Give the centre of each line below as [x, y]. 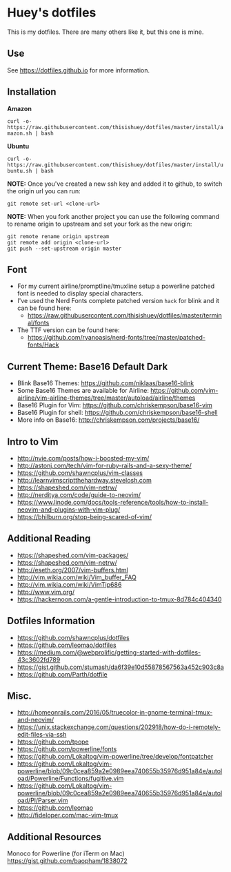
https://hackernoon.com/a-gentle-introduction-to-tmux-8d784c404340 [119, 599]
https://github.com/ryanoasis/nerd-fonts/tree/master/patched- [116, 338]
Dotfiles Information [51, 621]
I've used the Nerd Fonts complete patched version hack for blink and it [118, 301]
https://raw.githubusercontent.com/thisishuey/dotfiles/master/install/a [115, 127]
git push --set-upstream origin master [64, 249]
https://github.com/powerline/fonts [67, 749]
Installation [32, 92]
